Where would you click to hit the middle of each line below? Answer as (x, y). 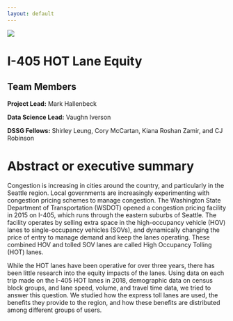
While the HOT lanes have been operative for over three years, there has (111, 265)
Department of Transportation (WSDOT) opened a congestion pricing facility (117, 208)
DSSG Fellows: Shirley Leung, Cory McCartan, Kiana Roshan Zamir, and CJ (115, 130)
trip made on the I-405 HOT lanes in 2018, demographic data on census (110, 280)
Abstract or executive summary (101, 166)
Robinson (21, 138)
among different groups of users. (55, 310)
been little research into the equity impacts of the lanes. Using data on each (116, 273)
